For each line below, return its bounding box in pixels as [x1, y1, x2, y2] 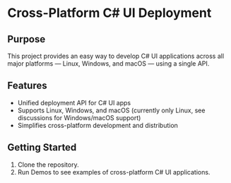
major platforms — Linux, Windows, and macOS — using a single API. [7, 59, 210, 68]
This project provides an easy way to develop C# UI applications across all [7, 52, 225, 60]
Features [7, 80, 47, 92]
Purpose [7, 33, 46, 45]
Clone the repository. [17, 160, 79, 169]
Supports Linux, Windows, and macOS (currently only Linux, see [17, 106, 206, 114]
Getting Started [7, 141, 77, 153]
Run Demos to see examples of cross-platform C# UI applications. [17, 167, 211, 176]
